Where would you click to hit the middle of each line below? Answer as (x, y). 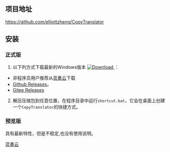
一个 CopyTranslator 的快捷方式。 (47, 107)
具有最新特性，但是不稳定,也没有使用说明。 (51, 133)
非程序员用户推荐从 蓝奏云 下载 (44, 78)
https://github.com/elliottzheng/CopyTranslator (55, 21)
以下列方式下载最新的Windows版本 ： (66, 67)
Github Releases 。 (32, 84)
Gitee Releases (28, 90)
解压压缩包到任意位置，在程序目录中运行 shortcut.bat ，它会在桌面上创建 (89, 100)
